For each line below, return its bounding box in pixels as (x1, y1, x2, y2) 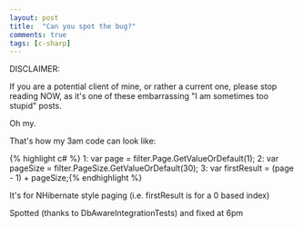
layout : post (9, 13, 59, 23)
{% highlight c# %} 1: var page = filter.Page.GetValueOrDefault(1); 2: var (9, 153, 279, 164)
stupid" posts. (9, 101, 62, 112)
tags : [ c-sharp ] (9, 38, 71, 48)
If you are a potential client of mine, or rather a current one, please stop (9, 81, 278, 92)
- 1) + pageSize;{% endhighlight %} (9, 173, 143, 183)
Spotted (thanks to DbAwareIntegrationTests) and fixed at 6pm (9, 208, 244, 219)
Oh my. (9, 118, 36, 129)
